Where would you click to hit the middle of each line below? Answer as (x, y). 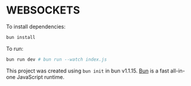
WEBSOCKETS (43, 10)
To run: (15, 48)
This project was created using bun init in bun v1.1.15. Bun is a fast (88, 71)
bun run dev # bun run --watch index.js (57, 59)
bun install (21, 37)
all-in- (178, 71)
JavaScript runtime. (41, 77)
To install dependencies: (36, 27)
